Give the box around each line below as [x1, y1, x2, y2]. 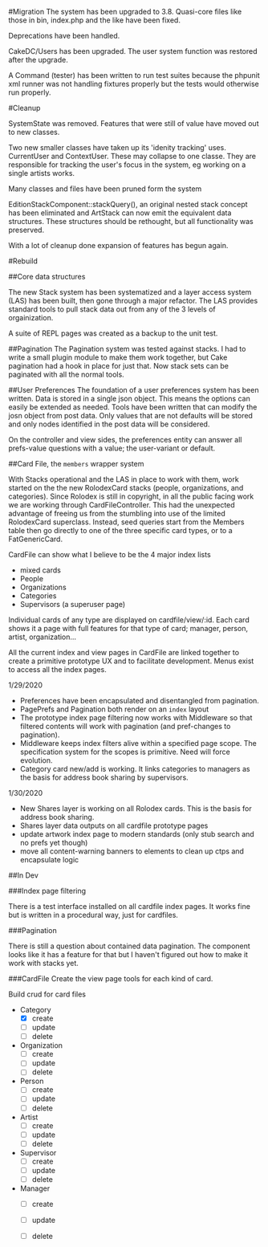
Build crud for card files [8, 989, 87, 999]
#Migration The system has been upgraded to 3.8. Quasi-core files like [8, 7, 242, 16]
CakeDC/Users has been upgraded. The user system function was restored [8, 47, 258, 55]
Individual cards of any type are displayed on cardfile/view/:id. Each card [8, 615, 250, 625]
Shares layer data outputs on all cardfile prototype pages [19, 821, 209, 830]
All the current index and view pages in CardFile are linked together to [8, 648, 239, 657]
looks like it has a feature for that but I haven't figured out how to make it [8, 950, 249, 959]
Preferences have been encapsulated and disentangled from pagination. [19, 696, 259, 705]
